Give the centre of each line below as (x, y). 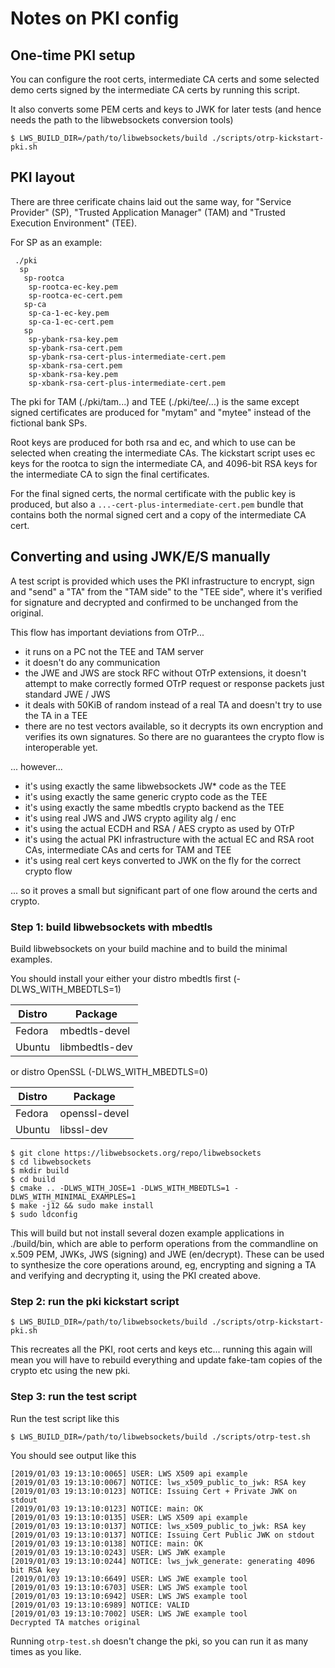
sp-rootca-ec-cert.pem (75, 295)
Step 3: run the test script (73, 1397)
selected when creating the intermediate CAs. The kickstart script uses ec (163, 453)
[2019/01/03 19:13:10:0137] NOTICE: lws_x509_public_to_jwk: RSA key (158, 1526)
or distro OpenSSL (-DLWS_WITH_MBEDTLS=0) (109, 1071)
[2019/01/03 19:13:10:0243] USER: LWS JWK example (118, 1552)
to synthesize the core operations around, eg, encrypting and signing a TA (163, 1264)
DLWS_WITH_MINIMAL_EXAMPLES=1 (73, 1197)
